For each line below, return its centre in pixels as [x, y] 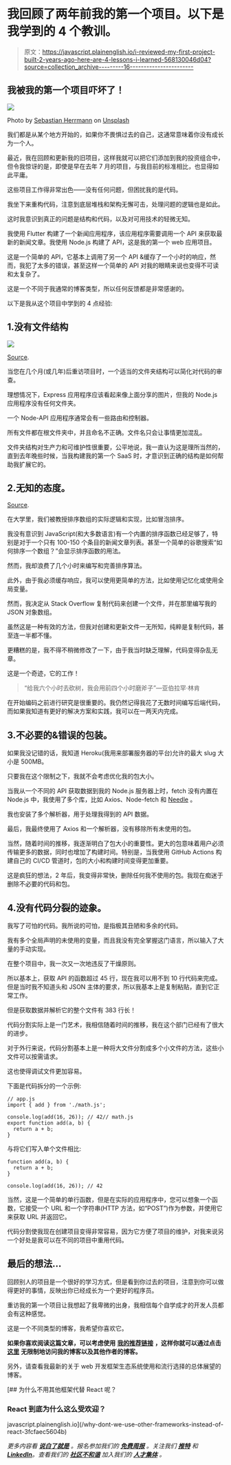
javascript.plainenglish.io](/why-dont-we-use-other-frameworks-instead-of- [115, 1424]
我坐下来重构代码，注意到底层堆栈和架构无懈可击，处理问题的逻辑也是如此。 [115, 204]
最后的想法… [34, 1264]
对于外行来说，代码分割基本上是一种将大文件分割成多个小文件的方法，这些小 [115, 1048]
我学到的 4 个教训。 [63, 31]
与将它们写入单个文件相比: [44, 1149]
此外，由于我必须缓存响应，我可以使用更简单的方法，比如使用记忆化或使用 [112, 580]
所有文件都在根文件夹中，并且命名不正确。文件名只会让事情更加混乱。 [107, 432]
